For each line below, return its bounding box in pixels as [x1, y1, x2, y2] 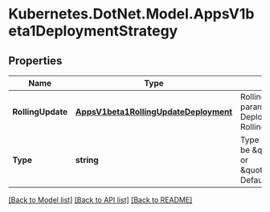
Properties [8, 54, 63, 67]
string [75, 154, 99, 165]
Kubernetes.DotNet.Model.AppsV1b [8, 5, 255, 23]
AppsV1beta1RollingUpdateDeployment [75, 106, 233, 117]
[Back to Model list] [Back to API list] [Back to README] [8, 195, 193, 205]
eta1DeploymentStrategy [8, 22, 178, 40]
